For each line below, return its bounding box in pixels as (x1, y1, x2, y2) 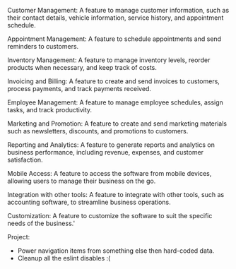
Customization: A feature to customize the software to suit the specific (7, 212, 213, 220)
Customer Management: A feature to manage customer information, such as (7, 6, 230, 14)
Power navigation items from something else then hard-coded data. (17, 246, 215, 255)
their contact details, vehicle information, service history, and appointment (7, 13, 224, 22)
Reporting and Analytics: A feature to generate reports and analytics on (7, 141, 216, 149)
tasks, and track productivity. (7, 106, 93, 114)
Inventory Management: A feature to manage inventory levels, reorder (7, 56, 211, 64)
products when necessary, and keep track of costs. (7, 64, 158, 71)
